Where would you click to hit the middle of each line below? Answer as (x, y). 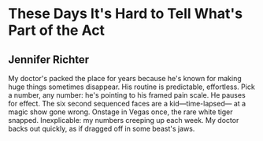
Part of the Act (56, 30)
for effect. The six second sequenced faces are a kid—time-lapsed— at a (127, 104)
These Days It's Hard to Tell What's (125, 14)
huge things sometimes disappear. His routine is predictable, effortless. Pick (132, 87)
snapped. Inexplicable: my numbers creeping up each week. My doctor (124, 120)
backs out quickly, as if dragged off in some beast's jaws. (102, 128)
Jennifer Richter (49, 59)
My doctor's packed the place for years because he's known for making (125, 78)
